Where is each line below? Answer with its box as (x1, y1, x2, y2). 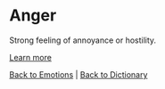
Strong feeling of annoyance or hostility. (9, 35, 157, 45)
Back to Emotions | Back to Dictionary (9, 69, 148, 80)
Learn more (9, 52, 52, 62)
